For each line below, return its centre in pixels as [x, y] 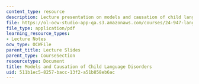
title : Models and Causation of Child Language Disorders [79, 67]
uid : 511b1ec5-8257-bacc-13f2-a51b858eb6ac [61, 72]
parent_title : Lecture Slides [44, 50]
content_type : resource [36, 12]
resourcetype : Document [36, 61]
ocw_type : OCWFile [29, 45]
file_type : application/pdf [41, 28]
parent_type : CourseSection [41, 56]
